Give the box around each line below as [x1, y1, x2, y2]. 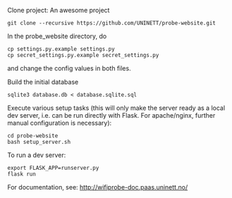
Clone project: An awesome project [7, 6, 110, 14]
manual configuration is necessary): [7, 119, 112, 127]
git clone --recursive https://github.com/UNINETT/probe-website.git [7, 20, 216, 27]
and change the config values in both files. [7, 64, 132, 73]
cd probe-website [7, 132, 59, 140]
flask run [7, 171, 37, 178]
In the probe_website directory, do [7, 32, 107, 40]
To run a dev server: [7, 151, 66, 159]
